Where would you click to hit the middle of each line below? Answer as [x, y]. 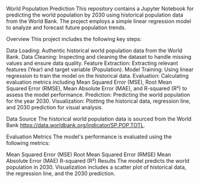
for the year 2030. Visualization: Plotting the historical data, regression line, [99, 101]
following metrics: [28, 143]
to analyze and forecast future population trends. [66, 27]
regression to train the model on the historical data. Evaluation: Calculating [98, 76]
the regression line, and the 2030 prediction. [61, 173]
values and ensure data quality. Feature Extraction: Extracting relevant [92, 63]
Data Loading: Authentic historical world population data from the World [94, 51]
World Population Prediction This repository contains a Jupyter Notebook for [100, 9]
